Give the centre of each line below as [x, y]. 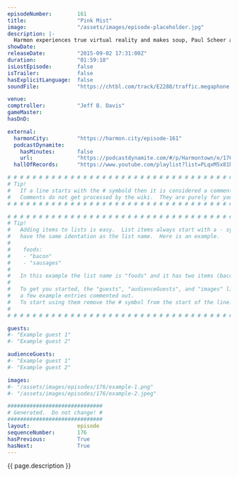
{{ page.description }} [39, 466]
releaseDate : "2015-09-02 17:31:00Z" [77, 54]
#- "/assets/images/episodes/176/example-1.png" [80, 387]
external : [22, 132]
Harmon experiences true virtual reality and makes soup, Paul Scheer [120, 40]
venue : [17, 99]
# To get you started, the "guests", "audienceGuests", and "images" [115, 289]
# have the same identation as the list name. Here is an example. [114, 237]
